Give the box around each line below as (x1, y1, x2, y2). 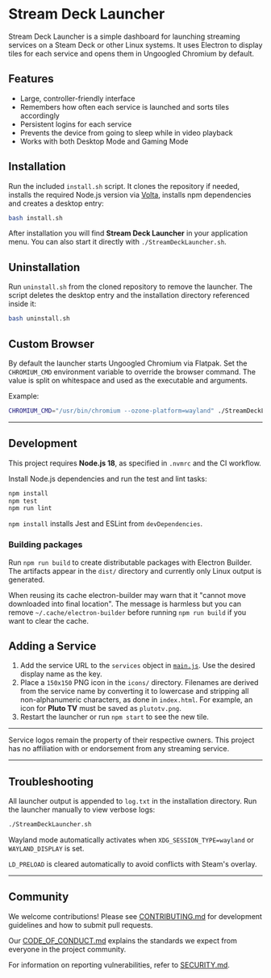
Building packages (8, 539, 83, 550)
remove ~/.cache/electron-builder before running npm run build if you (8, 607, 247, 617)
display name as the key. (19, 669, 102, 679)
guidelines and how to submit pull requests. (8, 920, 153, 930)
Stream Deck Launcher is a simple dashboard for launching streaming (8, 31, 240, 41)
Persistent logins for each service (19, 119, 132, 129)
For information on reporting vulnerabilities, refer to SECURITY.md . (8, 959, 230, 969)
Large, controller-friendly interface (19, 94, 135, 103)
